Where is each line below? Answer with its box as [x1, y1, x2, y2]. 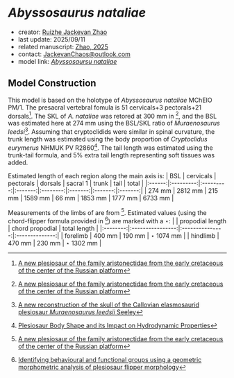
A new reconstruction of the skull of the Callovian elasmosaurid [17, 300, 200, 309]
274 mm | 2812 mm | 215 [148, 186, 218, 195]
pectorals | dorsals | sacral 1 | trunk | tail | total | [8, 179, 144, 187]
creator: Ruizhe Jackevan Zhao [17, 28, 108, 36]
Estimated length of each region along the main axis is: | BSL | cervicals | [8, 171, 217, 180]
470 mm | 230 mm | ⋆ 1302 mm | [8, 239, 102, 248]
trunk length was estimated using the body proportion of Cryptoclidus [8, 135, 208, 144]
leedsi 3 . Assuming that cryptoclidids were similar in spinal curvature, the [8, 126, 215, 136]
